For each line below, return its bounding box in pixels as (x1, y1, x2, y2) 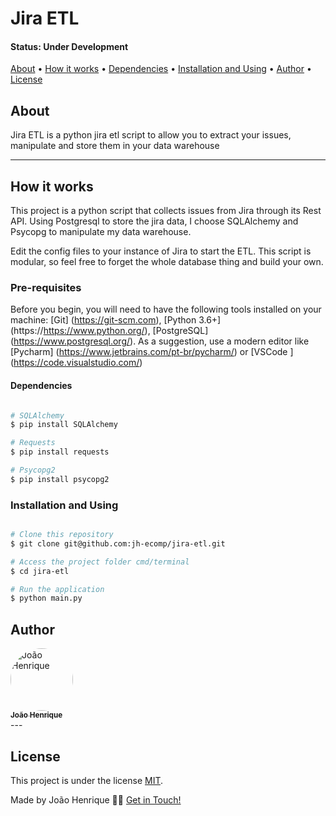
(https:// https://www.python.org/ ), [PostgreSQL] (10, 325, 209, 337)
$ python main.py (10, 593, 83, 604)
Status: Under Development (10, 40, 129, 52)
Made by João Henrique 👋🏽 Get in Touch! (10, 793, 182, 806)
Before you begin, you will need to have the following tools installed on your (10, 303, 322, 316)
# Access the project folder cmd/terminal (10, 557, 190, 567)
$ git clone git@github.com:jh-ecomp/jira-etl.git (10, 538, 226, 549)
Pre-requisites (10, 280, 82, 294)
